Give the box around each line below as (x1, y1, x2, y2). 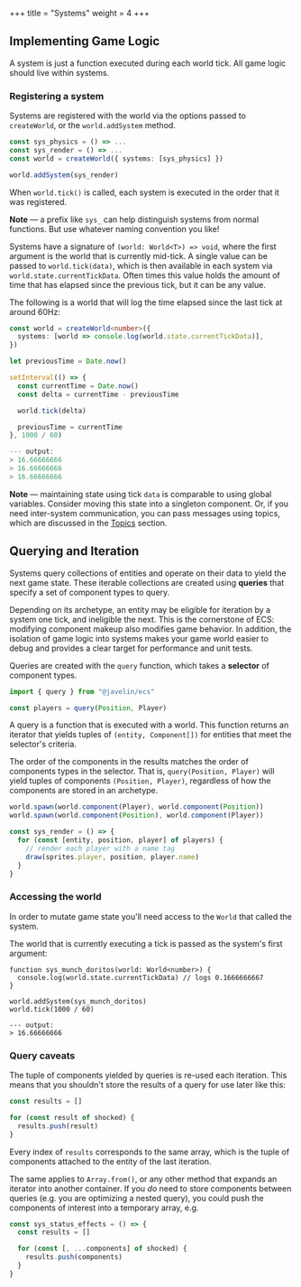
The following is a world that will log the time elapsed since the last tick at (9, 297, 283, 308)
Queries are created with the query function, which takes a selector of (9, 660, 270, 671)
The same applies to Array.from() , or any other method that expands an (9, 1173, 278, 1184)
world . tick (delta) (17, 406, 87, 415)
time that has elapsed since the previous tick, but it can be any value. (9, 279, 266, 290)
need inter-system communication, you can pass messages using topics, (9, 507, 281, 518)
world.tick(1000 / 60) (9, 1005, 95, 1014)
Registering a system (9, 89, 105, 102)
